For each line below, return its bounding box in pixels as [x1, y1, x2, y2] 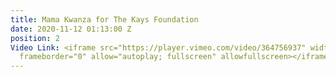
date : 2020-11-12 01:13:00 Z [10, 24, 132, 34]
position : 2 [10, 33, 60, 43]
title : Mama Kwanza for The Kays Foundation [10, 14, 199, 25]
